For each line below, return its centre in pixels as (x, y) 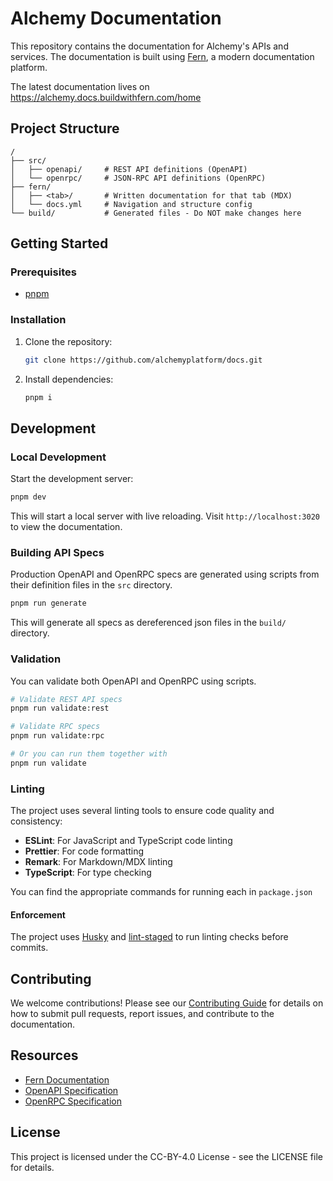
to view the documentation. (66, 527)
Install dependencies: (69, 379)
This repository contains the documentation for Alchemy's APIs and (149, 46)
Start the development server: (72, 479)
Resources (44, 1055)
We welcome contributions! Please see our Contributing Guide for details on (167, 1003)
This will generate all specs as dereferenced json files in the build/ (148, 623)
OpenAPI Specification (71, 1090)
